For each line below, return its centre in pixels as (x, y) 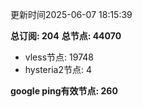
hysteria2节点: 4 (58, 69)
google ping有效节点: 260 (64, 91)
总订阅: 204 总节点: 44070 (66, 36)
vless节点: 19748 (59, 57)
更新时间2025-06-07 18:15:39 (71, 14)
